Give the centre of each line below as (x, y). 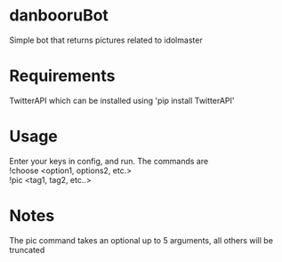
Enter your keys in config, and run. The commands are (109, 161)
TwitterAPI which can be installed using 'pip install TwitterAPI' (122, 100)
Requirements (62, 76)
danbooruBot (59, 16)
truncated (27, 250)
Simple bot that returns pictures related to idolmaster (106, 40)
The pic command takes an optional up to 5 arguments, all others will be (141, 240)
